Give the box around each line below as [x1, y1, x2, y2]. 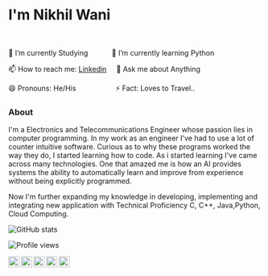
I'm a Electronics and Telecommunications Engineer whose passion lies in [8, 125, 254, 135]
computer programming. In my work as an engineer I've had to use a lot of [8, 133, 255, 143]
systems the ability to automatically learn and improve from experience [8, 168, 244, 178]
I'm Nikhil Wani [8, 6, 111, 24]
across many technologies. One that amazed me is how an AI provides [8, 159, 241, 169]
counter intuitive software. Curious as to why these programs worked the [8, 142, 251, 152]
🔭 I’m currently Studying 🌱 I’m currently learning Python [8, 48, 215, 57]
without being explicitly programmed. [8, 176, 132, 186]
